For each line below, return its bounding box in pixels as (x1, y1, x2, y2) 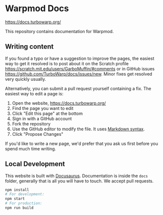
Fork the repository (12, 121, 51, 126)
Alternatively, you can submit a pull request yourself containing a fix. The (5, 86, 152, 91)
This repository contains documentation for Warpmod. (5, 28, 114, 34)
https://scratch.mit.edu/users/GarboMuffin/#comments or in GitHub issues (5, 66, 155, 72)
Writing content (5, 42, 54, 51)
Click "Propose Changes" (12, 131, 64, 137)
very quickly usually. (5, 76, 46, 82)
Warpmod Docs (5, 3, 69, 14)
